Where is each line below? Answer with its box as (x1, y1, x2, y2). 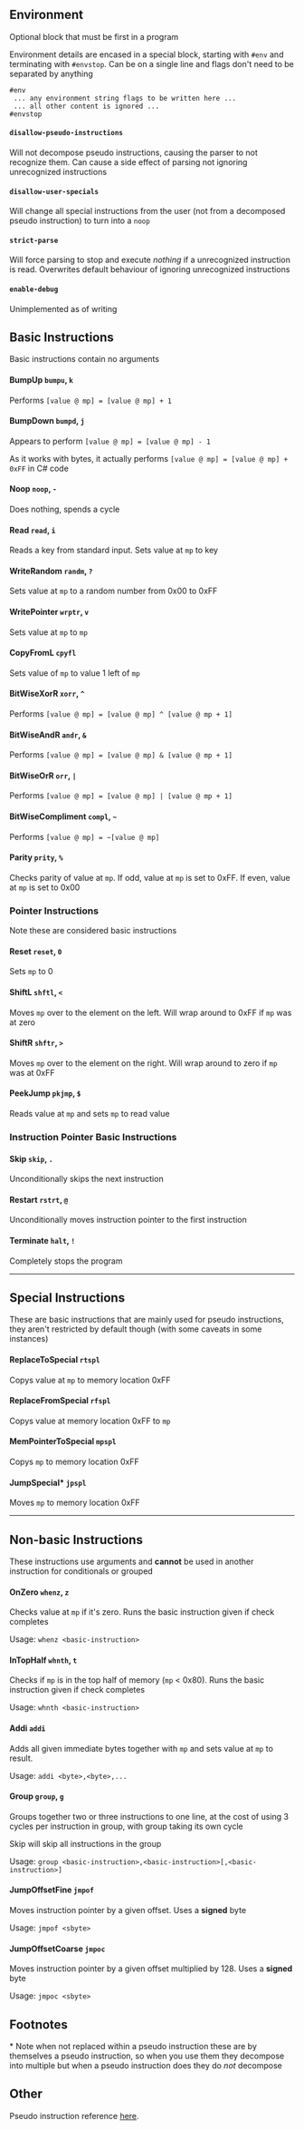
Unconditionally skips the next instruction (9, 1174, 165, 1185)
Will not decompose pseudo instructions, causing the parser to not (9, 147, 258, 158)
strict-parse (9, 236, 59, 245)
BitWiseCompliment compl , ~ (9, 811, 118, 822)
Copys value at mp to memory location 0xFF (9, 1374, 171, 1385)
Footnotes (9, 2017, 68, 2032)
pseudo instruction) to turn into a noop (9, 215, 151, 226)
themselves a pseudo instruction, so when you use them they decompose (9, 2050, 285, 2061)
